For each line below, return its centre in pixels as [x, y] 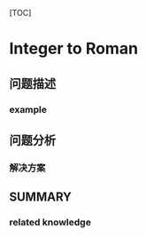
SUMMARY [41, 197]
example [28, 109]
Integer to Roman [74, 49]
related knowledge [50, 223]
